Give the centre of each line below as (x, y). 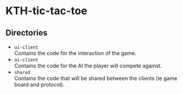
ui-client (26, 47)
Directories (27, 33)
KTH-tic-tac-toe (46, 11)
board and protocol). (39, 85)
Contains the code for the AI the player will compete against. (88, 66)
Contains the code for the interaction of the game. (75, 53)
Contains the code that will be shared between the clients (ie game (96, 78)
